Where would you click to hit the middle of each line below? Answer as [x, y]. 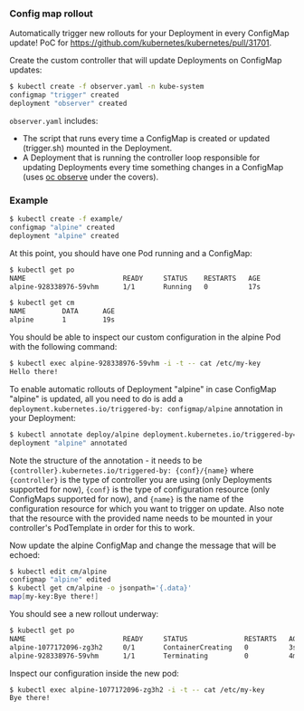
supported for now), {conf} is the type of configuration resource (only [139, 489]
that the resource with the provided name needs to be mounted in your [141, 518]
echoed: [25, 554]
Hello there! [34, 371]
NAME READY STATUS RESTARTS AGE [135, 278]
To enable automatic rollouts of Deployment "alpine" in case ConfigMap [143, 389]
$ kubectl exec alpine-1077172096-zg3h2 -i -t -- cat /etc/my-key [137, 690]
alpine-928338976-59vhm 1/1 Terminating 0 [129, 656]
